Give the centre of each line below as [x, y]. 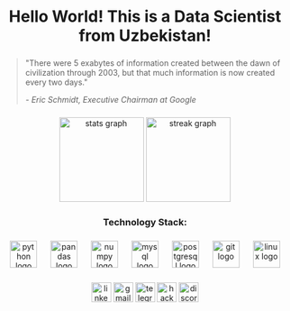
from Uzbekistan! [145, 36]
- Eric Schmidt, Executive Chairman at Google [110, 100]
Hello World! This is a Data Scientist [145, 17]
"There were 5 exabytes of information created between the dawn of [153, 63]
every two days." [56, 82]
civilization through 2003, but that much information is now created [150, 73]
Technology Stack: [145, 222]
